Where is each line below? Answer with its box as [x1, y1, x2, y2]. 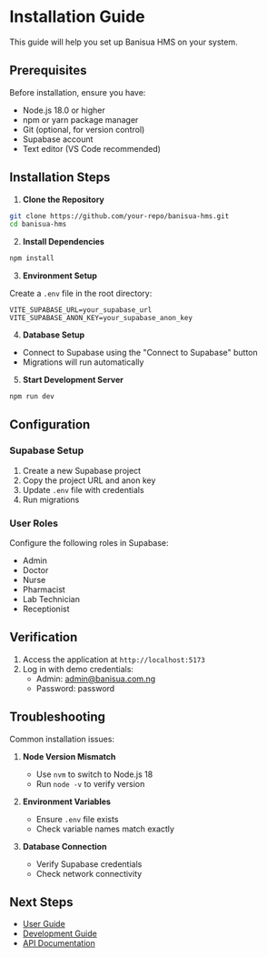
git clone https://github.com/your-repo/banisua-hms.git [9, 211, 230, 220]
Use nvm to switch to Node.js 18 [35, 769, 153, 780]
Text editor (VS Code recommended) [22, 143, 162, 154]
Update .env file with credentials [22, 484, 144, 495]
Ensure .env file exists [35, 813, 119, 824]
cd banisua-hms [9, 220, 67, 229]
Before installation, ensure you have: [9, 86, 146, 97]
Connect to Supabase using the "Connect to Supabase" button [22, 348, 259, 358]
